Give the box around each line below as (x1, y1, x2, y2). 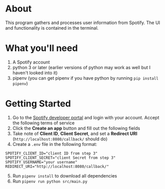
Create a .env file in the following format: (12, 141, 97, 147)
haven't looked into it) (12, 70, 58, 76)
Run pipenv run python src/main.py (12, 178, 88, 184)
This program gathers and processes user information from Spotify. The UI (5, 20, 160, 26)
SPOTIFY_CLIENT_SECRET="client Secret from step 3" (5, 155, 116, 160)
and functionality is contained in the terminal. (5, 25, 99, 31)
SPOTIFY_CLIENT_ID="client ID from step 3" (5, 151, 98, 156)
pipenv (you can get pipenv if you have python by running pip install (12, 75, 159, 81)
